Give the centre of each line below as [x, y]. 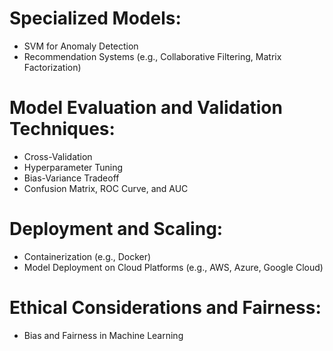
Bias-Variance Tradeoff [71, 178]
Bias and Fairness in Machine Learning [103, 335]
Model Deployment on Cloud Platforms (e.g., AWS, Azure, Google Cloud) [173, 267]
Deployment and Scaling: [116, 229]
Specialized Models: [95, 18]
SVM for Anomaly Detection [81, 46]
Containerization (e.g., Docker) [87, 256]
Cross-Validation [58, 156]
